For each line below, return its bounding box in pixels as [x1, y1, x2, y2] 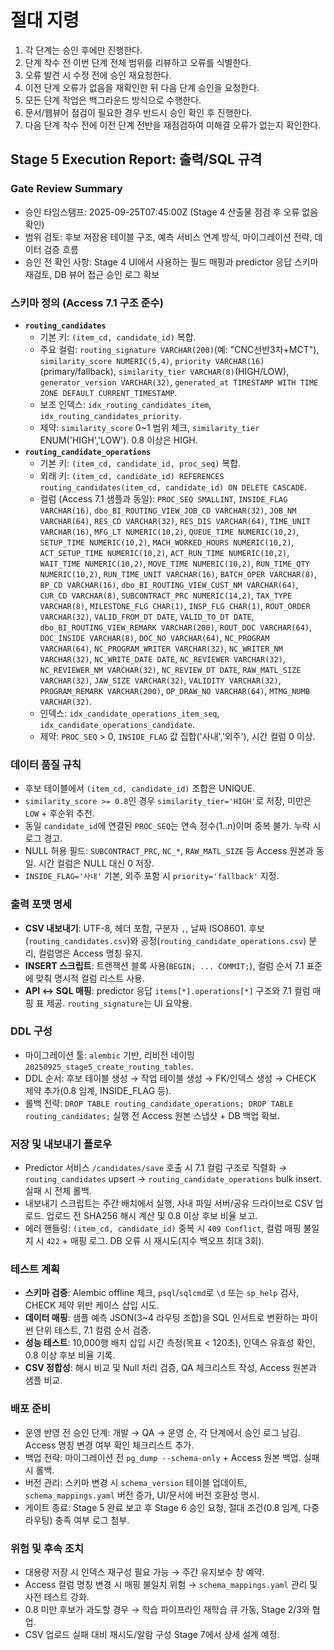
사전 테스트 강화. [24, 1591, 90, 1603]
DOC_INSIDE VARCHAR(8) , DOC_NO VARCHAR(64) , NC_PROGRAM [39, 631, 270, 643]
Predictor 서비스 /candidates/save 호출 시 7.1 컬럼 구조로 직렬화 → [24, 1162, 288, 1174]
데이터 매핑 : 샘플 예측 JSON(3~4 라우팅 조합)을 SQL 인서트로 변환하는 [24, 1312, 300, 1324]
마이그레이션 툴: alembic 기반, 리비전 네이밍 [24, 1049, 195, 1061]
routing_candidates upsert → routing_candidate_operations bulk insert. [24, 1173, 322, 1185]
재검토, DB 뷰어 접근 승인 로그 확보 [24, 268, 160, 280]
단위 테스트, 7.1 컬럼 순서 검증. [35, 1324, 152, 1336]
